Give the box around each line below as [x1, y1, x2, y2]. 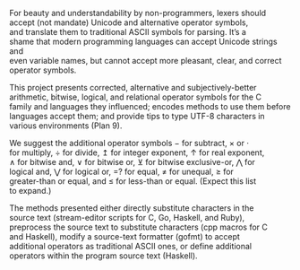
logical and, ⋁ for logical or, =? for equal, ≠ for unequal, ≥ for [9, 166, 235, 177]
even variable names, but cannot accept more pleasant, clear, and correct [9, 56, 282, 65]
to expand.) [9, 186, 52, 196]
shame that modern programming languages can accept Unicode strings [9, 36, 278, 47]
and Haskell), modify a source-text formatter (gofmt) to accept [9, 231, 240, 241]
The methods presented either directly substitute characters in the [9, 203, 254, 213]
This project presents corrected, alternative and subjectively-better [9, 83, 257, 92]
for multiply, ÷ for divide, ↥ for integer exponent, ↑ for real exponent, [9, 147, 265, 158]
